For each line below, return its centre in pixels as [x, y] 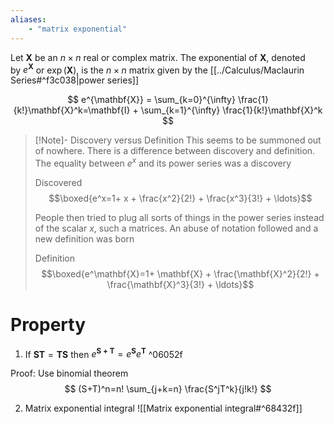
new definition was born [84, 238]
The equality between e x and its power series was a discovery [163, 162]
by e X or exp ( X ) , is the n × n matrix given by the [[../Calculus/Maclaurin [157, 69]
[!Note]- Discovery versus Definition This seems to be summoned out [178, 140]
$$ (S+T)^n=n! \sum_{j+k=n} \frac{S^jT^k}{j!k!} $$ [168, 389]
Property [48, 325]
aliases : [28, 19]
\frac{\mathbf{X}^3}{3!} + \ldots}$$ [180, 284]
